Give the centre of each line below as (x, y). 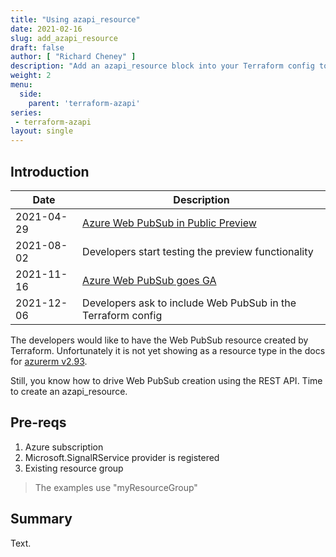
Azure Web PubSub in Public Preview (169, 223)
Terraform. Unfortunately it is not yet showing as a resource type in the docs (168, 350)
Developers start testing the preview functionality (198, 251)
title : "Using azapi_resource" (75, 19)
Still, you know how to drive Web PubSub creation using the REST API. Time (166, 380)
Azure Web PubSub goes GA (149, 280)
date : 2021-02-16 (46, 29)
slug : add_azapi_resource (64, 38)
